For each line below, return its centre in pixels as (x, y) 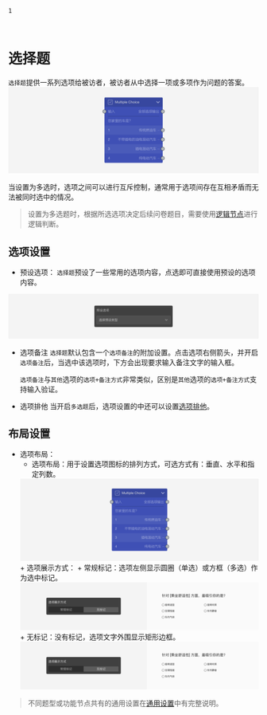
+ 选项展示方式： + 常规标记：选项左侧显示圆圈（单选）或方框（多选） (135, 568)
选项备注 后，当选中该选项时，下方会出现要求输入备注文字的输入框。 (129, 362)
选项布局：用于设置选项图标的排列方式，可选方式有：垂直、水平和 (139, 464)
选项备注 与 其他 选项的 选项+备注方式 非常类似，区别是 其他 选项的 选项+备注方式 (135, 379)
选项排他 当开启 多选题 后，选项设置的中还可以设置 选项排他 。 (117, 406)
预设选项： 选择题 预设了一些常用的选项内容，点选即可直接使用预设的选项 (137, 272)
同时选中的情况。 (50, 197)
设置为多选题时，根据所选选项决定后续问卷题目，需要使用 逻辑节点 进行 (143, 214)
